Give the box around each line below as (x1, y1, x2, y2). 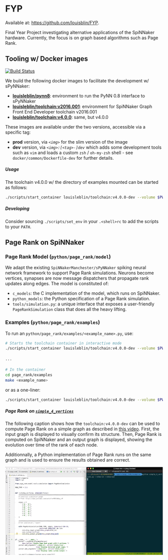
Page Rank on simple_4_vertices (5, 408, 74, 414)
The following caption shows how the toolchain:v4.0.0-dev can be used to (5, 420, 160, 427)
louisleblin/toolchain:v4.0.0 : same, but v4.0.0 (12, 114, 108, 120)
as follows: (5, 184, 27, 190)
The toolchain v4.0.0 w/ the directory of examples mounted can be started (5, 179, 158, 185)
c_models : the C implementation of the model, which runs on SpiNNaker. (12, 290, 160, 296)
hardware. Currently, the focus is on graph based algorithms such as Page (5, 35, 158, 41)
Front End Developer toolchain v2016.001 (12, 108, 97, 115)
